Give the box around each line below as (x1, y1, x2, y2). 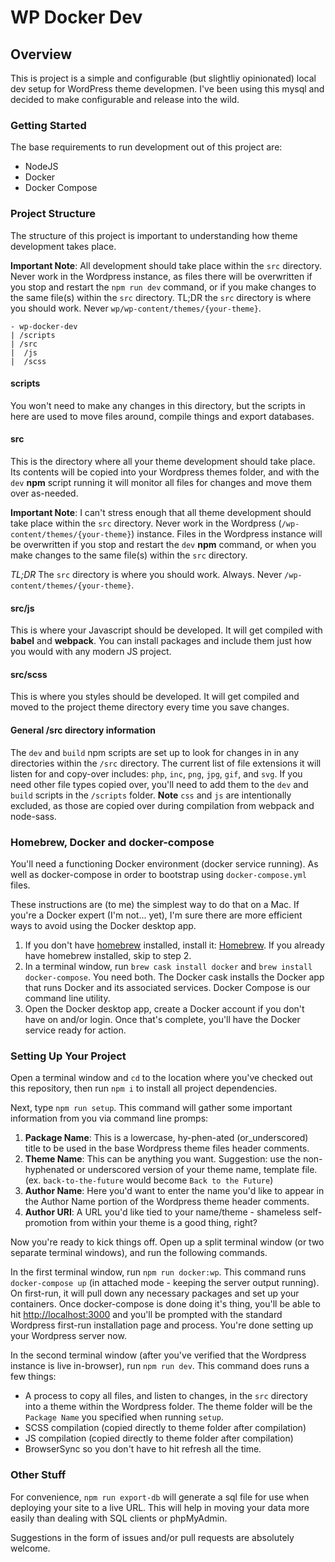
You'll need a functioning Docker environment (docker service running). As (10, 857, 319, 870)
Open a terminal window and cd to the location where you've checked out (10, 1072, 313, 1084)
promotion (24, 1217, 68, 1229)
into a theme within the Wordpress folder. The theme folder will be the (24, 1401, 313, 1413)
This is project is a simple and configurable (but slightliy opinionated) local (10, 72, 317, 84)
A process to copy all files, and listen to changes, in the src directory (24, 1390, 308, 1402)
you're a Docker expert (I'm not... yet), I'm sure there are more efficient (10, 909, 303, 921)
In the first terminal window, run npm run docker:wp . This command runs (10, 1266, 307, 1278)
